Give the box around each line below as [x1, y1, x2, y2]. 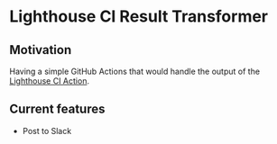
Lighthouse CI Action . [9, 76, 90, 86]
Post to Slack [22, 125, 72, 136]
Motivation [9, 42, 72, 58]
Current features [9, 102, 106, 117]
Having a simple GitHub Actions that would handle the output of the [9, 66, 260, 76]
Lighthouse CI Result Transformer [9, 6, 269, 27]
